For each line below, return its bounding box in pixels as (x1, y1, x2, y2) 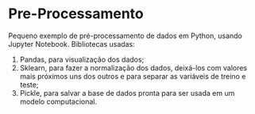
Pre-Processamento (8, 5, 145, 23)
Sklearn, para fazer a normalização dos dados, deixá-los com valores (19, 63, 248, 72)
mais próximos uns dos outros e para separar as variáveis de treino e (19, 71, 246, 81)
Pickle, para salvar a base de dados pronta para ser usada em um (19, 88, 235, 97)
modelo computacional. (19, 97, 98, 106)
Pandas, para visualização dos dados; (19, 55, 145, 64)
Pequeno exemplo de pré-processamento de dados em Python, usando (8, 31, 242, 40)
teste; (19, 80, 39, 89)
